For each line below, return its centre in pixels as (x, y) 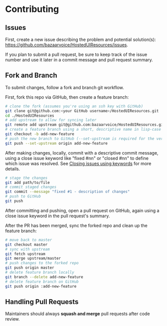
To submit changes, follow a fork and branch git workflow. (65, 87)
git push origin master (30, 268)
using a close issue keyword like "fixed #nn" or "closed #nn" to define (77, 158)
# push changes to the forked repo (42, 263)
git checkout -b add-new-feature (40, 134)
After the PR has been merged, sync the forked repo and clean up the (76, 225)
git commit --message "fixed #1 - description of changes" (68, 192)
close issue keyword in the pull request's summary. (58, 216)
